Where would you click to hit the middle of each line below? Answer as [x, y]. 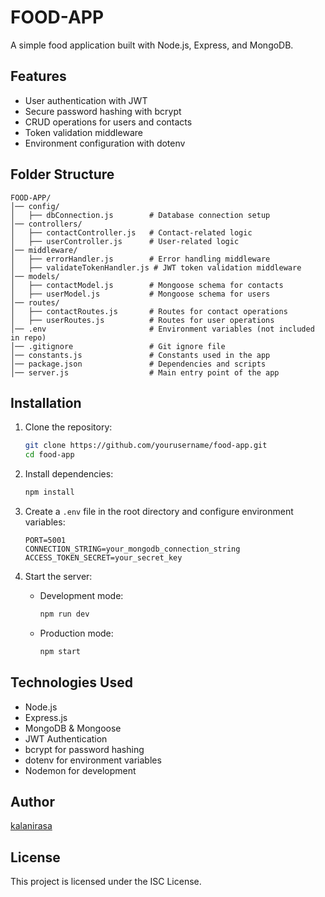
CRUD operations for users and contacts [108, 122]
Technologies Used [71, 682]
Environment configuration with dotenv [105, 143]
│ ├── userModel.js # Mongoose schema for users [140, 294]
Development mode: [81, 595]
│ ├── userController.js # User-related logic [125, 241]
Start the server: [58, 576]
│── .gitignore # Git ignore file [118, 346]
